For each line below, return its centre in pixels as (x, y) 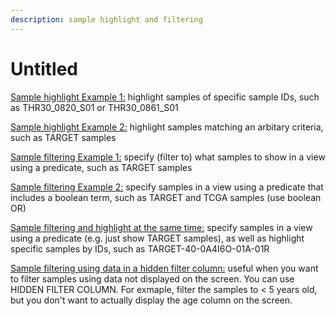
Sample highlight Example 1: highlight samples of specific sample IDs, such (165, 97)
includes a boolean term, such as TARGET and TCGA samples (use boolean (166, 197)
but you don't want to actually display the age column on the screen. (151, 300)
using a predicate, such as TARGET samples (101, 167)
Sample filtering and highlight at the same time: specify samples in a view (161, 227)
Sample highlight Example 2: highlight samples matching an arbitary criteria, (167, 127)
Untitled (44, 68)
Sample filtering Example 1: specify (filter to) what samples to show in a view (168, 157)
